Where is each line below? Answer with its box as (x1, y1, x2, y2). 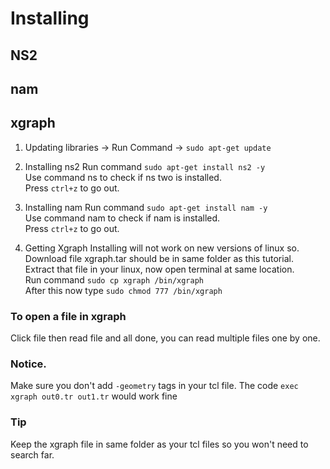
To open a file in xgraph (10, 309, 127, 323)
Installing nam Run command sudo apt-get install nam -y (24, 201, 268, 213)
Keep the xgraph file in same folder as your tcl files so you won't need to (10, 438, 309, 450)
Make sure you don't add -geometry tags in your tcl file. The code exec (10, 380, 299, 392)
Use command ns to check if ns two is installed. (24, 171, 222, 183)
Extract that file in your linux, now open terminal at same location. (24, 263, 295, 275)
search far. (10, 448, 55, 461)
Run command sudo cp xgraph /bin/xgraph (24, 273, 204, 286)
